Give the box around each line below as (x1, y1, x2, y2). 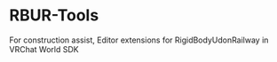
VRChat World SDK (9, 43, 79, 54)
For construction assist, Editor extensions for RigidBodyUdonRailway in (9, 35, 269, 45)
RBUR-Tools (9, 5, 99, 26)
